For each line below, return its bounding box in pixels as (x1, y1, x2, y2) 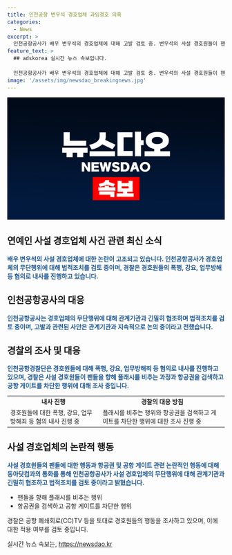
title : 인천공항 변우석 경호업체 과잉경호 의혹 (7, 11, 122, 18)
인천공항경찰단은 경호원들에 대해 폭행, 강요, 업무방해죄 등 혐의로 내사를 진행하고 (7, 364, 219, 373)
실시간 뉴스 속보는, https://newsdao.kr (7, 540, 113, 548)
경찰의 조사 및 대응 (7, 345, 81, 356)
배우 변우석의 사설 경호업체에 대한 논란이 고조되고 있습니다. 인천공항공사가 (7, 255, 204, 263)
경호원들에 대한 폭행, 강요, (10, 408, 80, 417)
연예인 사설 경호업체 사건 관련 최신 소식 (7, 235, 162, 247)
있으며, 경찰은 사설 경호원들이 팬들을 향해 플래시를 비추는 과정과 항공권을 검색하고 (7, 373, 224, 381)
